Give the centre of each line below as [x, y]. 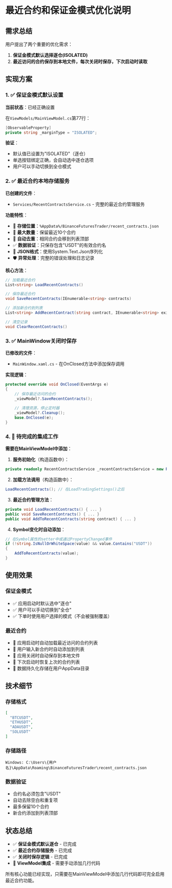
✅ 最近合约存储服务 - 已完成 [42, 851]
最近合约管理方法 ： [33, 500]
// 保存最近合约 [20, 294]
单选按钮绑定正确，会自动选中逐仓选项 [53, 160]
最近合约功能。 [21, 880]
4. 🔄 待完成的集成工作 [32, 437]
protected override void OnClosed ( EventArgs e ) [57, 384]
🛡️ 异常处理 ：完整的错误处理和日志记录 [53, 258]
